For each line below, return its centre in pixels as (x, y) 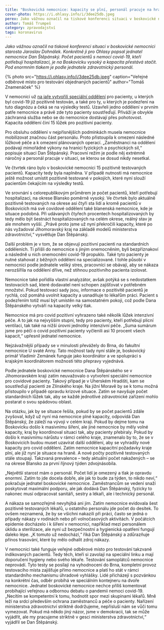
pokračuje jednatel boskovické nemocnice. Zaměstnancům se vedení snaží (81, 483)
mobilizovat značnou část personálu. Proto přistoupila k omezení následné (80, 137)
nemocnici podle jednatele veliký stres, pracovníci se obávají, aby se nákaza (82, 265)
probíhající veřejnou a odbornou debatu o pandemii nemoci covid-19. (74, 591)
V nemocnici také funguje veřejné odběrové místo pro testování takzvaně (79, 549)
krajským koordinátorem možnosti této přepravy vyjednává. (65, 361)
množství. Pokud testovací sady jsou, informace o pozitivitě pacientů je (76, 290)
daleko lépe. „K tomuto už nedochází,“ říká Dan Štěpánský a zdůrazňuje (77, 534)
